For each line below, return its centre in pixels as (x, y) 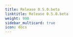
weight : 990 (17, 18)
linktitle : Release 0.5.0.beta (37, 14)
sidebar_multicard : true (30, 23)
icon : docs (16, 27)
